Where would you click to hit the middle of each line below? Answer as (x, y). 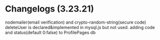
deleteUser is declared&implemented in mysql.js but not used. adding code (80, 27)
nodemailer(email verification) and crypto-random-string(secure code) (76, 22)
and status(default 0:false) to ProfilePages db (50, 32)
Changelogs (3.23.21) (50, 9)
